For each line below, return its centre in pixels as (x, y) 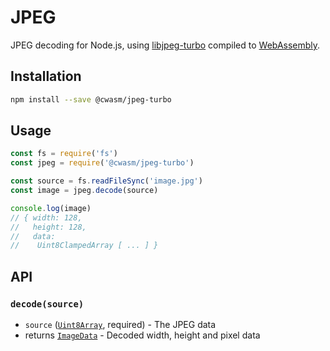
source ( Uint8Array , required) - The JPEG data (120, 324)
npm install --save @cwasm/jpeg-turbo (91, 99)
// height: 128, (48, 227)
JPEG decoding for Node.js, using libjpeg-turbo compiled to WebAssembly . (165, 45)
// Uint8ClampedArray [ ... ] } (84, 246)
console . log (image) (51, 208)
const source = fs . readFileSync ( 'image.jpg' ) (106, 181)
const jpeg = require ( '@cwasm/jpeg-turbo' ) (102, 163)
